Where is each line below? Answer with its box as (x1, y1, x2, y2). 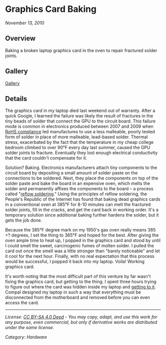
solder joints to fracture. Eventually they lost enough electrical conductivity (5, 150, 158, 156)
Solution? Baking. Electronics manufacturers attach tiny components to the (5, 165, 157, 171)
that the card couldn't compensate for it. (5, 155, 87, 161)
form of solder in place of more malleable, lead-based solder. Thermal (5, 134, 148, 140)
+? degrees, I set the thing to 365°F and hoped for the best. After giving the (5, 232, 159, 238)
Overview (5, 34, 36, 43)
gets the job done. (5, 217, 42, 224)
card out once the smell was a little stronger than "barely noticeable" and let (5, 248, 160, 254)
